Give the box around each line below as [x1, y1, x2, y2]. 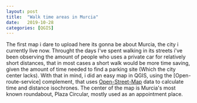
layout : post [6, 8, 38, 15]
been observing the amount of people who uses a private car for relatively [6, 53, 186, 60]
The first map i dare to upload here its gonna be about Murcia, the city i [6, 41, 179, 48]
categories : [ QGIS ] [6, 25, 54, 31]
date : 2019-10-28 [6, 19, 54, 25]
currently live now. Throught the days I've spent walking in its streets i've [6, 47, 183, 54]
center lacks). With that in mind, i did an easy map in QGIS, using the [6, 72, 172, 79]
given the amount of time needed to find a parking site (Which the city [6, 66, 176, 73]
